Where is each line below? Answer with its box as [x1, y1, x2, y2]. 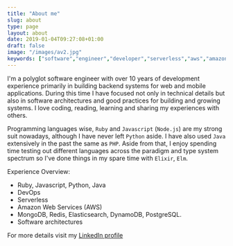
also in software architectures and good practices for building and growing [7, 96, 221, 105]
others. [7, 111, 28, 119]
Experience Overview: [7, 167, 71, 175]
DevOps [17, 188, 41, 196]
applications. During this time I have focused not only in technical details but [7, 89, 225, 97]
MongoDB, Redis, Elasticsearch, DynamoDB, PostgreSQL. [17, 210, 182, 218]
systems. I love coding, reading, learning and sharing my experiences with [7, 103, 220, 112]
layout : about [7, 29, 49, 37]
